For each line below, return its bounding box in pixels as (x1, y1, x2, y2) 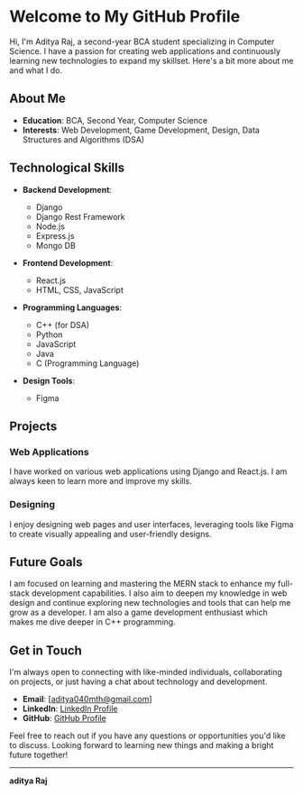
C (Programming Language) (35, 358, 140, 369)
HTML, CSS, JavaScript (35, 284, 124, 295)
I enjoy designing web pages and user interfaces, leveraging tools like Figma (9, 518, 294, 529)
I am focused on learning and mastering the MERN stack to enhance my (9, 579, 277, 589)
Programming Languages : (22, 302, 123, 313)
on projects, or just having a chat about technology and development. (9, 676, 268, 687)
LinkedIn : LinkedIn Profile (22, 703, 118, 714)
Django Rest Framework (35, 211, 125, 222)
